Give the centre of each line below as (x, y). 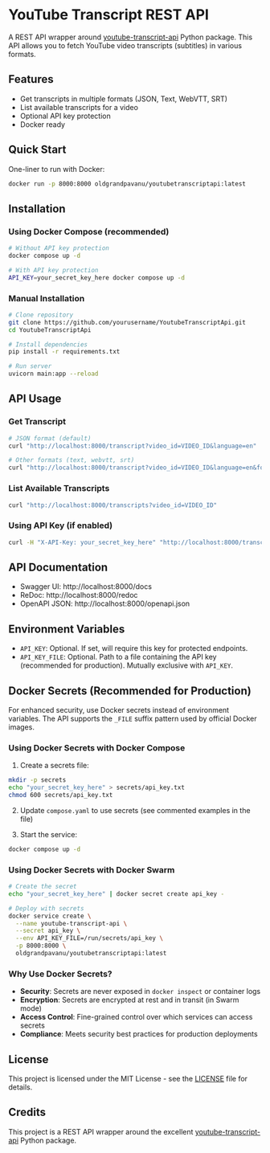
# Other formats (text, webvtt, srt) (72, 460)
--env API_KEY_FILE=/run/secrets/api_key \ (89, 938)
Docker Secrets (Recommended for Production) (130, 691)
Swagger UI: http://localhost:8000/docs (86, 587)
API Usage (35, 399)
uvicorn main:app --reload (53, 374)
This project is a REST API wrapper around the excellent (101, 1131)
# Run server (30, 366)
